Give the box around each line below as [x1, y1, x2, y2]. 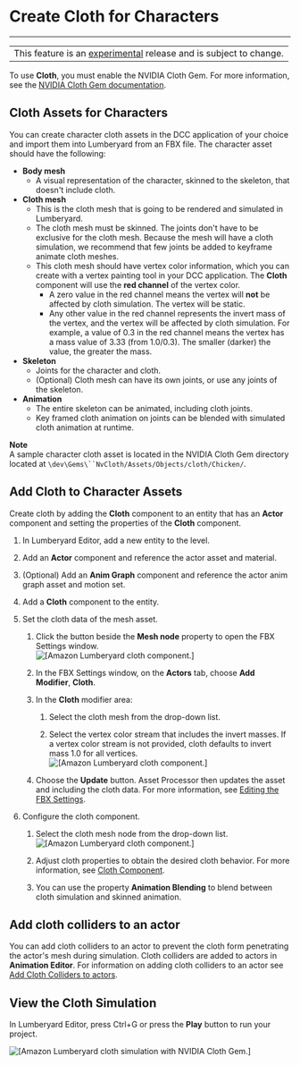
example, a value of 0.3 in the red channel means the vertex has [48, 326, 285, 337]
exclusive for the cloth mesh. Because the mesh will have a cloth [35, 232, 274, 242]
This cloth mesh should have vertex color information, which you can [35, 260, 290, 271]
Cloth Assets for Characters [9, 106, 168, 121]
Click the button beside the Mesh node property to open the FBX [35, 630, 275, 641]
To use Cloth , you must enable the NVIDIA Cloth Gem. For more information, [9, 70, 290, 80]
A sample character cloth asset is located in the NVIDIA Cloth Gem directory [9, 449, 289, 460]
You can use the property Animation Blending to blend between [35, 882, 273, 892]
